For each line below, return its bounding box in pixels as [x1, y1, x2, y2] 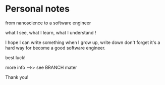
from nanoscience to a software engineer [5, 20, 91, 26]
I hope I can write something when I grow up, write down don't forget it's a [5, 39, 160, 46]
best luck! [5, 54, 26, 61]
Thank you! [5, 74, 29, 80]
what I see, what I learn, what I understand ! [5, 29, 96, 35]
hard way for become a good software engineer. [5, 45, 106, 51]
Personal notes [5, 3, 70, 15]
